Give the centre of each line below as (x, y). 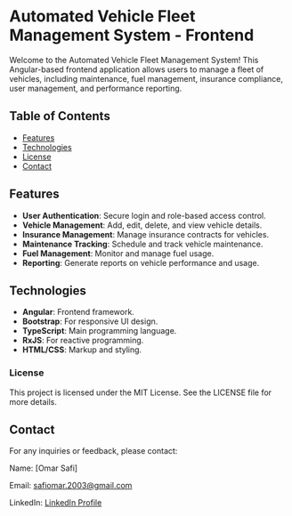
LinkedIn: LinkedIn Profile (56, 503)
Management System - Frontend (132, 35)
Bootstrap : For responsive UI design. (90, 321)
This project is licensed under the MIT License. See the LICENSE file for (141, 392)
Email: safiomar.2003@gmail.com (71, 486)
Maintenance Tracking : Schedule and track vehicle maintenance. (142, 244)
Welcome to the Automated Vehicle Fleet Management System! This (134, 60)
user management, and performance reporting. (96, 88)
